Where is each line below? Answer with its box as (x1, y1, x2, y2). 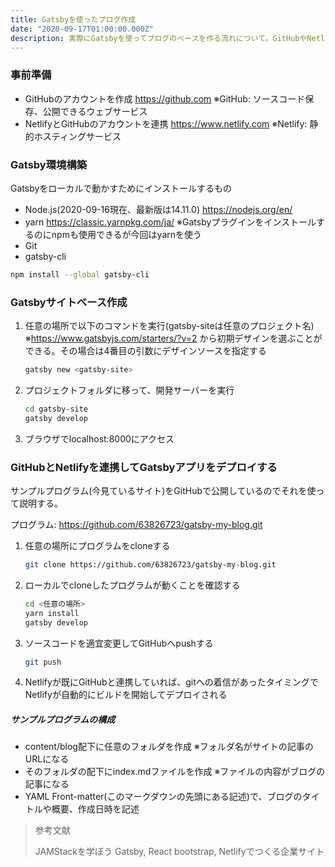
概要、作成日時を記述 (51, 803, 140, 815)
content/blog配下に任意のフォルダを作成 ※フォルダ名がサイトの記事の (24, 741, 314, 753)
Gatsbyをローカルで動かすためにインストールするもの (10, 182, 233, 194)
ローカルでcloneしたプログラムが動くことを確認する (24, 579, 241, 591)
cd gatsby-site (24, 404, 89, 415)
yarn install (24, 608, 80, 618)
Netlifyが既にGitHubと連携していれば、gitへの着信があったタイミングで (24, 676, 319, 688)
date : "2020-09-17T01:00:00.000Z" (10, 24, 155, 34)
